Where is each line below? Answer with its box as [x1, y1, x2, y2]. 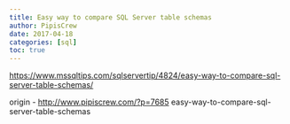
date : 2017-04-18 [9, 29, 74, 38]
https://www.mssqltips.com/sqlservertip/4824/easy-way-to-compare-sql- [9, 70, 281, 81]
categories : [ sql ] [9, 37, 77, 47]
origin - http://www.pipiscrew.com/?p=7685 [9, 97, 170, 107]
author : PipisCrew [9, 21, 77, 30]
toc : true [9, 46, 46, 55]
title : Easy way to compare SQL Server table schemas [9, 12, 213, 22]
